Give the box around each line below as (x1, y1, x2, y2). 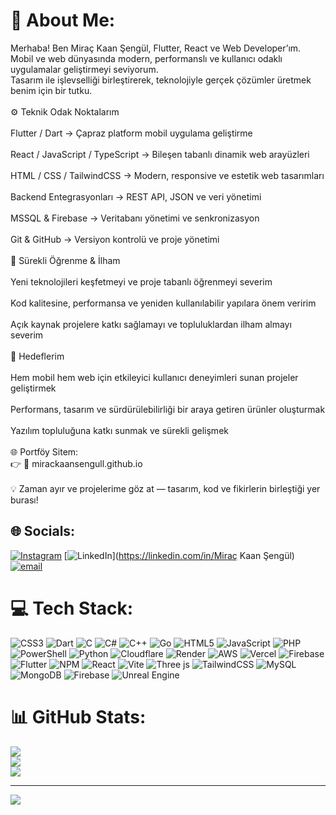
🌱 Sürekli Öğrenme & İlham (10, 254, 121, 266)
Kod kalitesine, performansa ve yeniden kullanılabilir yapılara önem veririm (10, 297, 317, 309)
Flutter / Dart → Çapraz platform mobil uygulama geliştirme (10, 127, 253, 139)
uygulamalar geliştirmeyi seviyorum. (10, 63, 159, 75)
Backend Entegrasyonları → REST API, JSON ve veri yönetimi (10, 190, 262, 203)
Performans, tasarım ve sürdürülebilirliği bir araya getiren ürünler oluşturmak (10, 403, 326, 415)
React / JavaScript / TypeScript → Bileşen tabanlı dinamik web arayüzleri (10, 148, 310, 160)
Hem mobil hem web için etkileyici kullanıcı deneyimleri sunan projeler (10, 371, 299, 383)
